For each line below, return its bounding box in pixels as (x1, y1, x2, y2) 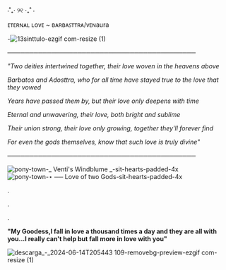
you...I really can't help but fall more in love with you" (7, 235, 167, 243)
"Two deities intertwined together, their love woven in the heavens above (7, 62, 220, 70)
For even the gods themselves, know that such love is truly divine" (7, 137, 201, 146)
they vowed (7, 83, 42, 91)
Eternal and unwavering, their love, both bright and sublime (7, 111, 181, 118)
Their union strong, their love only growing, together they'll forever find (7, 124, 214, 133)
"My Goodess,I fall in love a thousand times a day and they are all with (7, 227, 218, 235)
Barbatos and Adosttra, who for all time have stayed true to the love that (7, 75, 219, 84)
